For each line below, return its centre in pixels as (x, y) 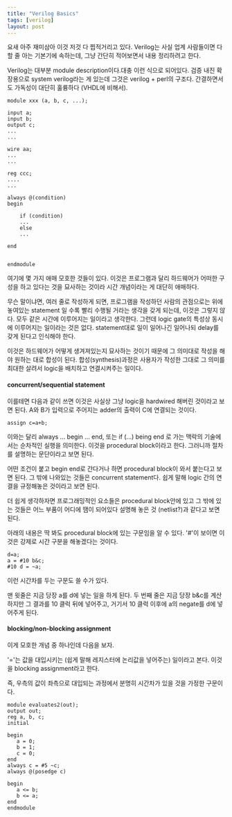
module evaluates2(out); (43, 705)
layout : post (26, 26)
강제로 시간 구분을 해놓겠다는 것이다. (69, 541)
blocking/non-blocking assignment (59, 629)
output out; (24, 711)
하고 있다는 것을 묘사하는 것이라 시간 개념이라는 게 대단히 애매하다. (109, 287)
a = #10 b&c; (26, 561)
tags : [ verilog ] (30, 20)
